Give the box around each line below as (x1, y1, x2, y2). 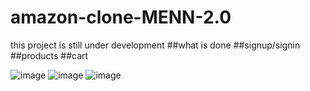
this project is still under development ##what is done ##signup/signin (10, 39, 301, 51)
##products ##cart (10, 49, 89, 61)
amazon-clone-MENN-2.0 (10, 6, 232, 29)
